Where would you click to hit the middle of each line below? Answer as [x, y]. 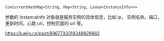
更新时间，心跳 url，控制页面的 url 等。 [45, 23]
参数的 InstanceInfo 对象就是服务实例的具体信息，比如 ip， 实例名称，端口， [84, 17]
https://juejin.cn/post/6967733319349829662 [52, 33]
